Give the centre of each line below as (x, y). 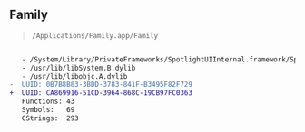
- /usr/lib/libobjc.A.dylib (74, 76)
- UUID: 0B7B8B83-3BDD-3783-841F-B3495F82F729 (101, 85)
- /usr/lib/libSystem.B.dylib (79, 68)
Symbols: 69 (48, 110)
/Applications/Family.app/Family (95, 35)
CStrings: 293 (50, 118)
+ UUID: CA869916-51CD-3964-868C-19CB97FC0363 (101, 93)
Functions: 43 (48, 102)
